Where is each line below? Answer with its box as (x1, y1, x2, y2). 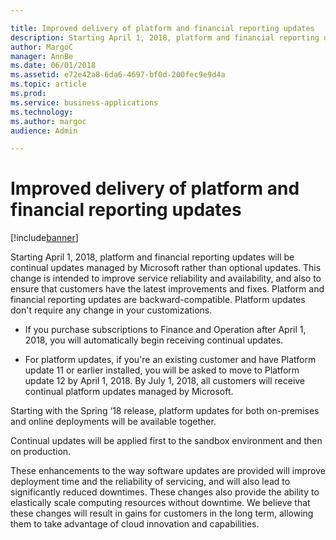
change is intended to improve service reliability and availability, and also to (10, 272, 322, 285)
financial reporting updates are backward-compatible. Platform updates (10, 294, 306, 306)
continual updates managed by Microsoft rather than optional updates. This (10, 262, 322, 274)
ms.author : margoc (10, 116, 87, 126)
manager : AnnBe (10, 51, 74, 61)
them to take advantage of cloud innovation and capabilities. (10, 518, 260, 530)
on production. (10, 446, 72, 458)
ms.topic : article (10, 79, 87, 90)
